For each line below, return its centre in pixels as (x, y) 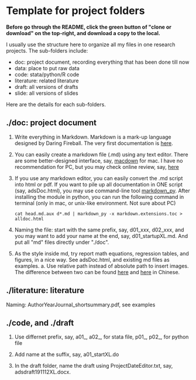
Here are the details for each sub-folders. (56, 104)
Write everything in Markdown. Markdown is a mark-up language (93, 137)
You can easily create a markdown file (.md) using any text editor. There (101, 154)
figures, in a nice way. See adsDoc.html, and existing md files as (92, 260)
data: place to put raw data (47, 68)
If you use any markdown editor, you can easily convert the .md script (99, 178)
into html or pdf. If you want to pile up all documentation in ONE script (99, 184)
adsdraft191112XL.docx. (43, 372)
